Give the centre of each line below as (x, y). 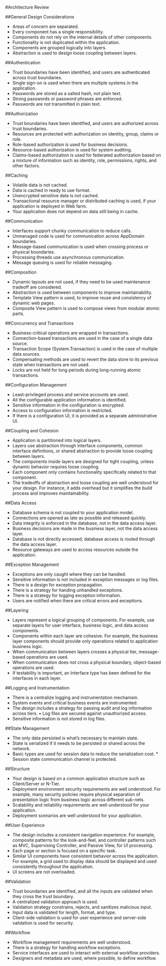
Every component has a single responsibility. (58, 32)
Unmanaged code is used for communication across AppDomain (78, 236)
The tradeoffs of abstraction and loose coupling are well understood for (85, 483)
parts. (18, 314)
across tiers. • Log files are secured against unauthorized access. (80, 713)
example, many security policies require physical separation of (76, 794)
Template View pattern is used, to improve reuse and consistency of (82, 298)
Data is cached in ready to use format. (51, 190)
